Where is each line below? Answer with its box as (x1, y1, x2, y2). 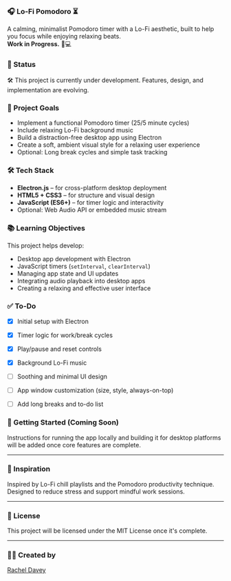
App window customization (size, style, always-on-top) (16, 386, 174, 395)
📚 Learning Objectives (7, 223, 86, 233)
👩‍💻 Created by (7, 551, 56, 560)
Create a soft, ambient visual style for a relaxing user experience (16, 141, 201, 149)
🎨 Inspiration (7, 465, 50, 474)
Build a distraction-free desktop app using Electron (16, 133, 162, 141)
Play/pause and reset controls (16, 345, 102, 353)
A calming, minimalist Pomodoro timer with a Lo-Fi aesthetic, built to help (7, 25, 214, 33)
